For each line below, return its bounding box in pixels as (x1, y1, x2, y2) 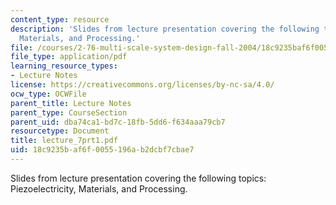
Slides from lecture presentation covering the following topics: (10, 172, 267, 184)
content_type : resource (10, 14, 110, 25)
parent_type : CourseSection (10, 107, 128, 118)
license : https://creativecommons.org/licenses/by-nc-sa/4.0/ (10, 80, 275, 90)
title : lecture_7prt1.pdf (10, 136, 118, 146)
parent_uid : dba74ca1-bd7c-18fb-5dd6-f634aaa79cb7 (10, 117, 226, 127)
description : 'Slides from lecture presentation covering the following (10, 24, 320, 34)
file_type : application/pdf (10, 52, 128, 62)
